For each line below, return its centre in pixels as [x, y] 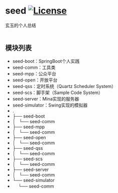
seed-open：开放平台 [35, 80]
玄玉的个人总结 [21, 25]
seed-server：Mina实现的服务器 [46, 99]
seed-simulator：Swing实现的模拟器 [50, 105]
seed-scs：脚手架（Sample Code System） [57, 92]
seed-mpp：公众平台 [34, 73]
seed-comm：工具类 [34, 67]
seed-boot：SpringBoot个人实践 [46, 61]
